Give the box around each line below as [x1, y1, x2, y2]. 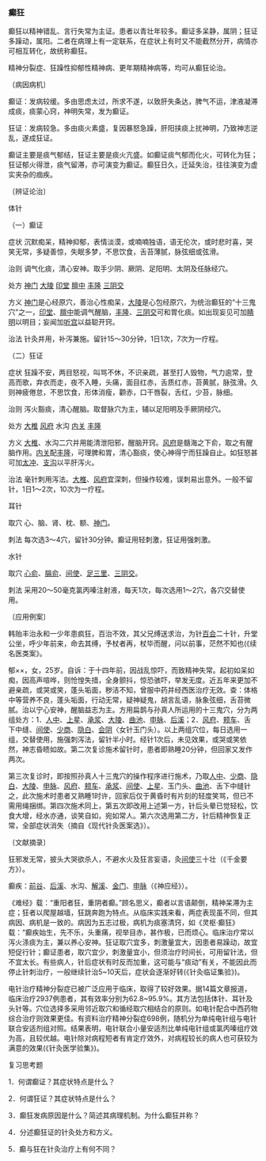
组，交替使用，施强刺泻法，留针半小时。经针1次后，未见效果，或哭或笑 [8, 734, 240, 745]
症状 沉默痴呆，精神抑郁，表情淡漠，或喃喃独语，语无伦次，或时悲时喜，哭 [8, 237, 253, 247]
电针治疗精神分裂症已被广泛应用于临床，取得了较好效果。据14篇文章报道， [8, 984, 252, 994]
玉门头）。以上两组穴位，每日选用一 [132, 725, 248, 734]
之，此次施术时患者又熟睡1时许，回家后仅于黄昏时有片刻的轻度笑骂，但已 [8, 791, 247, 801]
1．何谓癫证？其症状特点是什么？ [8, 1077, 116, 1087]
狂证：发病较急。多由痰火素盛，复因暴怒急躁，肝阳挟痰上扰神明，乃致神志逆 [8, 123, 258, 133]
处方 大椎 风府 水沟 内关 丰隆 [8, 421, 101, 431]
